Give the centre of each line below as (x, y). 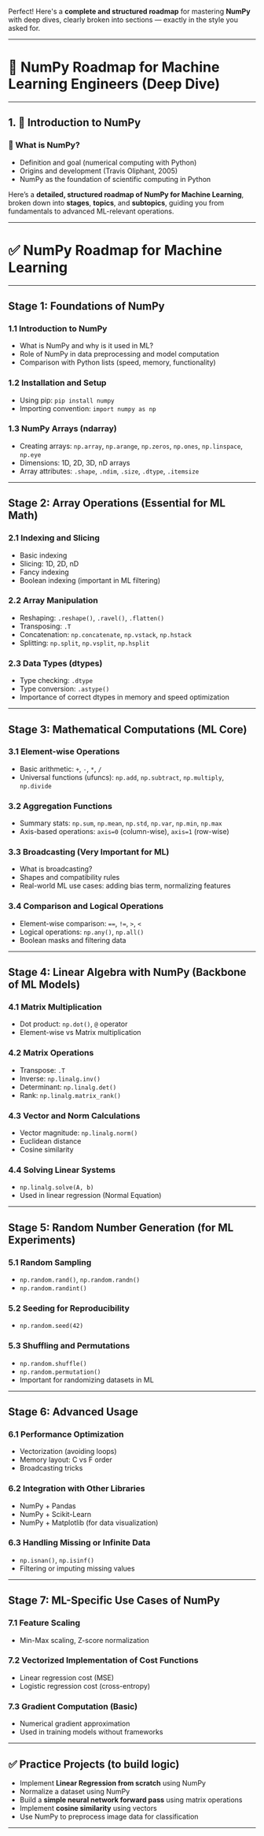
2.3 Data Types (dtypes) (55, 663)
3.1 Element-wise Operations (64, 751)
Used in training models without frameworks (91, 1732)
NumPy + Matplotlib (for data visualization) (89, 1523)
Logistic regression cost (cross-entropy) (85, 1686)
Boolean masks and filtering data (73, 940)
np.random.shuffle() (53, 1363)
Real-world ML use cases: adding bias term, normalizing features (125, 886)
